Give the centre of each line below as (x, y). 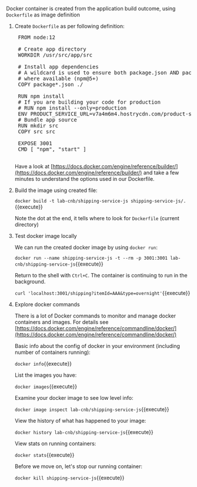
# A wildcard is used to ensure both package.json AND (98, 73)
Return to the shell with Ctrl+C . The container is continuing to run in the (101, 275)
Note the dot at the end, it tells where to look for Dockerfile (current (97, 218)
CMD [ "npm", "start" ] (52, 149)
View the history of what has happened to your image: (80, 421)
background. (30, 281)
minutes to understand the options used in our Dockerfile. (84, 179)
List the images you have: (46, 375)
